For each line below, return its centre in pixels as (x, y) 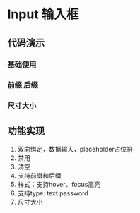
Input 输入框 (43, 14)
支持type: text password (53, 193)
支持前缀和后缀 (39, 176)
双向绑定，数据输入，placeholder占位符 (75, 150)
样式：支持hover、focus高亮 (59, 185)
